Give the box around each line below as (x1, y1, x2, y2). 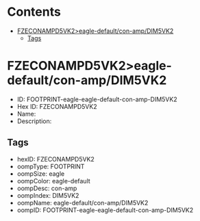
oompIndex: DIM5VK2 (16, 191, 79, 199)
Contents (7, 4, 62, 20)
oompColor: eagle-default (16, 177, 90, 185)
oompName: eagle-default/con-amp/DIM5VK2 (16, 198, 149, 207)
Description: (16, 117, 52, 125)
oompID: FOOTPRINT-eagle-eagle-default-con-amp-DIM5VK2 (16, 206, 194, 214)
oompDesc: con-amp (16, 184, 77, 192)
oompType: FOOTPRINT (16, 162, 85, 170)
